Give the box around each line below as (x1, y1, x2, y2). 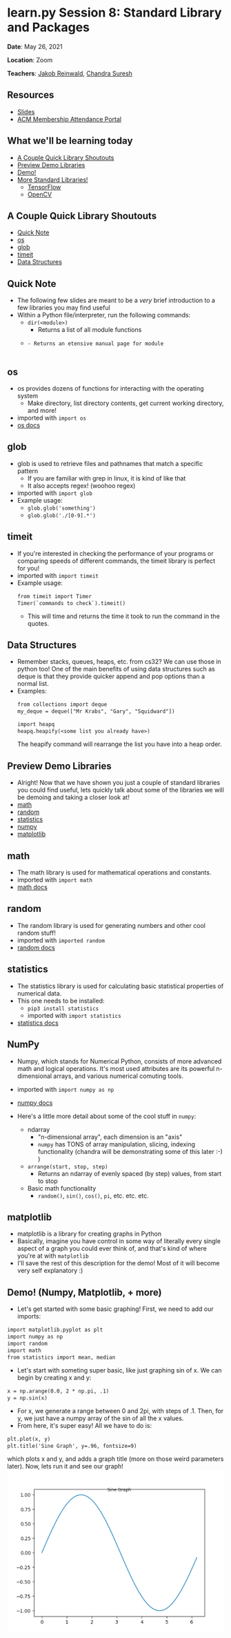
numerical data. (17, 989, 62, 997)
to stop (37, 1177, 58, 1185)
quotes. (27, 619, 50, 627)
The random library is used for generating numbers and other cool (17, 921, 205, 929)
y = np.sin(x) (7, 1395, 48, 1402)
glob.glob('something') (27, 505, 97, 512)
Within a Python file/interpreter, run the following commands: (17, 311, 191, 319)
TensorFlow (27, 183, 61, 191)
